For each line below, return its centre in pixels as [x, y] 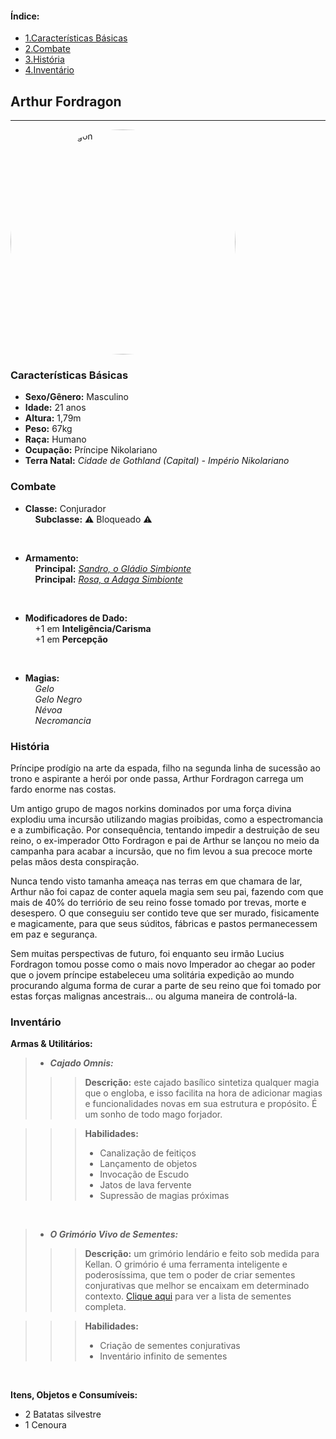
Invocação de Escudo [144, 1174]
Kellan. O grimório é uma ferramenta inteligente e [186, 1264]
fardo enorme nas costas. [63, 789]
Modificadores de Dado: [76, 618]
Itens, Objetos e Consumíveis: [74, 1395]
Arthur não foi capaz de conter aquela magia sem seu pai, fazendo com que [167, 891]
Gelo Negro [58, 699]
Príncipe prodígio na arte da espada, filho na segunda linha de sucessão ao [165, 768]
